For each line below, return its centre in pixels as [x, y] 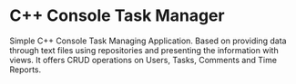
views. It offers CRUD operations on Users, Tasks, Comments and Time [143, 60]
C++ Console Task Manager [117, 16]
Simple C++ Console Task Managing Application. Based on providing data [148, 41]
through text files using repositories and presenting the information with [144, 50]
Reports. [26, 70]
